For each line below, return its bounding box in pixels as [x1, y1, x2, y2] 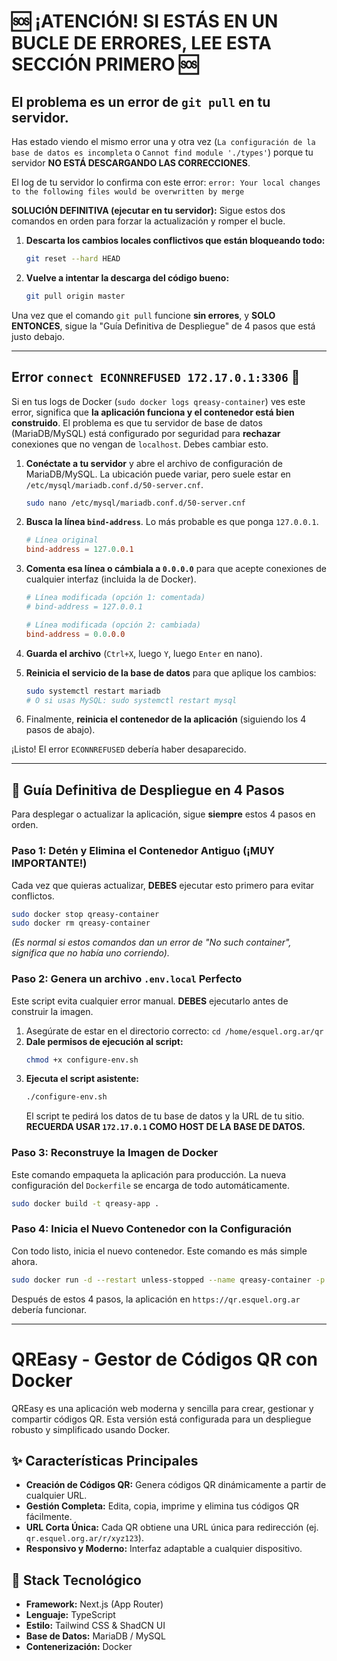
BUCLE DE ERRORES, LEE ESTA [11, 32, 272, 55]
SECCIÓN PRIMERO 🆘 [11, 53, 199, 76]
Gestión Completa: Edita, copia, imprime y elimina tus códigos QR [25, 1500, 300, 1512]
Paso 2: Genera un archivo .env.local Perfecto [11, 972, 243, 986]
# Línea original [25, 535, 99, 545]
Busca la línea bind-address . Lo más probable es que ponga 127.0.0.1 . [25, 516, 319, 528]
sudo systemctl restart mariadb [25, 686, 161, 696]
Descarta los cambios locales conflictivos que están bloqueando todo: [25, 235, 326, 246]
